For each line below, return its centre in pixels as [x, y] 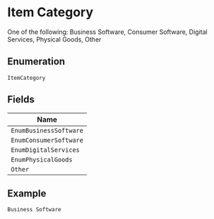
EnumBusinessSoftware [47, 130]
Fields [21, 100]
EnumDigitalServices [45, 150]
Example [27, 193]
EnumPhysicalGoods [42, 159]
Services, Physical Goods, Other [54, 39]
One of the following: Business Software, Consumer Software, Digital [107, 32]
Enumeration [36, 62]
